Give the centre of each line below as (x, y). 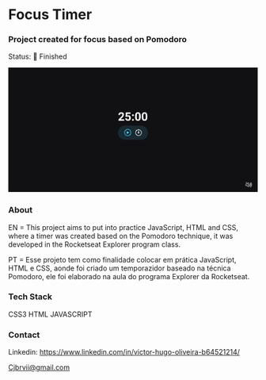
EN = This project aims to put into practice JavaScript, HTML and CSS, (123, 227)
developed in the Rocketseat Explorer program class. (94, 244)
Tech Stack (30, 297)
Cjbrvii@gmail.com (39, 367)
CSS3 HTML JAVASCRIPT (50, 314)
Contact (24, 335)
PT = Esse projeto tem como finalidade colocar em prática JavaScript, (122, 259)
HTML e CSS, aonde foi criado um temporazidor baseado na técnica (120, 268)
